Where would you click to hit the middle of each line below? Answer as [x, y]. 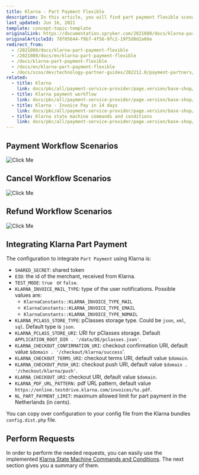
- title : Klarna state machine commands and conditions [82, 116]
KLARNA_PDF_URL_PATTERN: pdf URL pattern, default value [83, 383]
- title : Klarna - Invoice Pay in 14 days [65, 105]
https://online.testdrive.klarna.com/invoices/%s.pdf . [83, 390]
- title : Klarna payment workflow [54, 94]
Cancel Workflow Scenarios [59, 179]
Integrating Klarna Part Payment [67, 244]
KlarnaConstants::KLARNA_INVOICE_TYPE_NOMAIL [81, 314]
